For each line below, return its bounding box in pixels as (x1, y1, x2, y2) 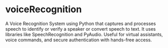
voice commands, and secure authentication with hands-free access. (5, 37, 152, 43)
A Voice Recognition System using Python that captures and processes (5, 20, 156, 27)
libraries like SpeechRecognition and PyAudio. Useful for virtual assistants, (5, 31, 163, 37)
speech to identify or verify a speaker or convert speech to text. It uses (5, 26, 156, 32)
